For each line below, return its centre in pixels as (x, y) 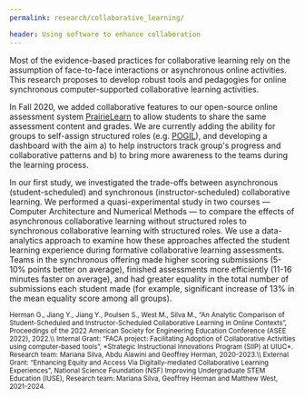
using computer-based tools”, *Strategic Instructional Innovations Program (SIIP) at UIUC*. (151, 346)
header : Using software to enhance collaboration (105, 34)
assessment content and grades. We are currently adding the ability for (143, 126)
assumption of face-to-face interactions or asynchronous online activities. (148, 70)
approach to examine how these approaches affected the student (167, 240)
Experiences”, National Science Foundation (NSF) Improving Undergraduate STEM (138, 370)
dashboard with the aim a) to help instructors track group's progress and (145, 145)
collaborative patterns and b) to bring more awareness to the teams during (149, 154)
